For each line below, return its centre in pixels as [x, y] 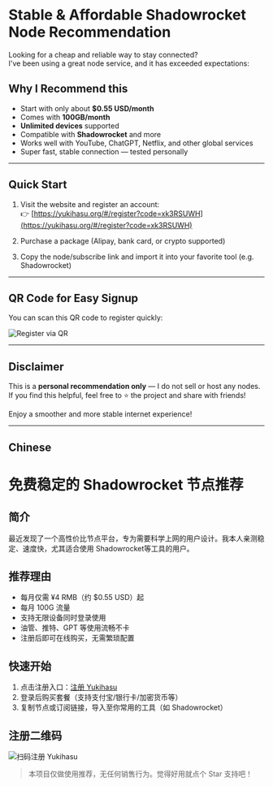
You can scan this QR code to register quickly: [86, 317]
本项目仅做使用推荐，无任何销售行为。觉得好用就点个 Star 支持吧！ [141, 774]
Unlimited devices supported [69, 125]
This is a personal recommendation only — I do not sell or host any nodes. [134, 387]
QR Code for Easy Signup [73, 298]
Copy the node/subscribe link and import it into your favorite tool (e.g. [137, 257]
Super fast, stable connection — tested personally [104, 151]
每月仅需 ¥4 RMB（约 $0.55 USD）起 [82, 598]
